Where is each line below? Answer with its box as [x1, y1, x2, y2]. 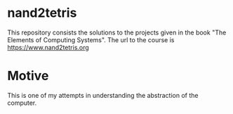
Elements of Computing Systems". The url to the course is [7, 35, 175, 44]
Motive [7, 68, 49, 84]
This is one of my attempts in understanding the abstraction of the [7, 91, 199, 99]
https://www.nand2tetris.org [7, 43, 89, 51]
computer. [7, 99, 37, 107]
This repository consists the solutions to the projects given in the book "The [7, 28, 227, 37]
